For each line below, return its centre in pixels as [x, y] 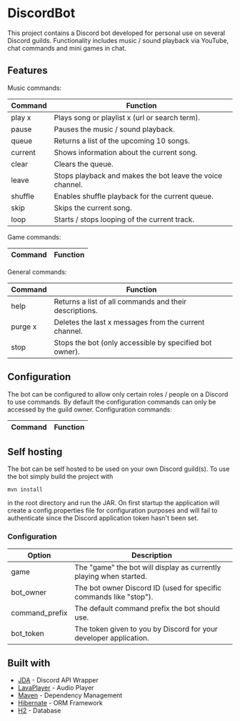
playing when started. [111, 576]
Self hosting [35, 452]
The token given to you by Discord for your [146, 629]
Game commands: [34, 237]
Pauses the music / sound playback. [114, 129]
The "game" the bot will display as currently [148, 567]
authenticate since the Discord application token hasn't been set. [103, 518]
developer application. [112, 637]
